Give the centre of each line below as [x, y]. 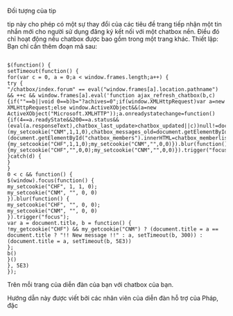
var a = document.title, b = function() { [69, 223]
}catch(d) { [24, 156]
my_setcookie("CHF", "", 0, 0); [54, 205]
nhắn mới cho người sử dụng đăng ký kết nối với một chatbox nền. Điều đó [113, 32]
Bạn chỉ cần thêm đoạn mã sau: [52, 46]
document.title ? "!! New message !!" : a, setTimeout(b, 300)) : [105, 235]
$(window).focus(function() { [51, 181]
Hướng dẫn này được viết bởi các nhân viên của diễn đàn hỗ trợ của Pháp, [113, 298]
